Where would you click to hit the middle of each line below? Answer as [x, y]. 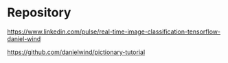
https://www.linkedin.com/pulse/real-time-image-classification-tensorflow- [114, 32]
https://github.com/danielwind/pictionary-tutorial [76, 52]
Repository [39, 13]
